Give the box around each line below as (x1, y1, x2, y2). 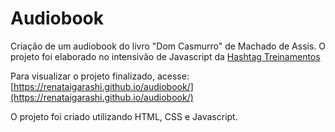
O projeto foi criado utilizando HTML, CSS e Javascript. (10, 110, 238, 122)
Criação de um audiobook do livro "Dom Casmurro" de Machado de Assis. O (10, 40, 326, 52)
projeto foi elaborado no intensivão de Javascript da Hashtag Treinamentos (10, 50, 321, 62)
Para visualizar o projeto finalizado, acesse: (10, 70, 190, 82)
